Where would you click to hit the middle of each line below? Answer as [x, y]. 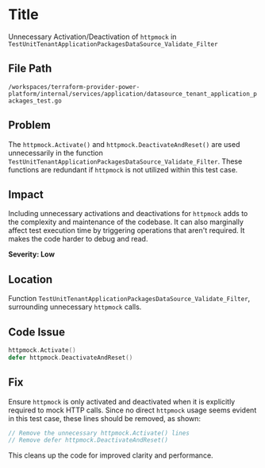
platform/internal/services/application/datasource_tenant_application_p [133, 94]
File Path [30, 69]
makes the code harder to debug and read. [78, 239]
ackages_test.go [35, 101]
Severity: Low [32, 254]
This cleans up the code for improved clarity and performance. [111, 455]
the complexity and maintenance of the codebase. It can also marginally [126, 222]
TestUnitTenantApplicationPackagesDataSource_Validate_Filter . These [125, 161]
